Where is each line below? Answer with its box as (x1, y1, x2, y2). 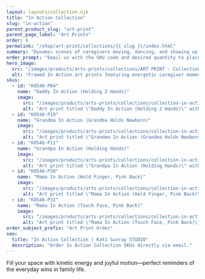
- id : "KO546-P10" (12, 111, 59, 117)
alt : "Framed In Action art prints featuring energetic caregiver (12, 72, 184, 78)
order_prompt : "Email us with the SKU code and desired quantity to (6, 54, 184, 61)
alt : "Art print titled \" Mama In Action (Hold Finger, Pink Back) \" (22, 191, 203, 197)
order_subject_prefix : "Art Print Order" (6, 225, 113, 231)
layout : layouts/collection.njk (6, 9, 88, 15)
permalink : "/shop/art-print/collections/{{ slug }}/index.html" (6, 43, 176, 50)
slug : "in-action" (6, 20, 53, 26)
